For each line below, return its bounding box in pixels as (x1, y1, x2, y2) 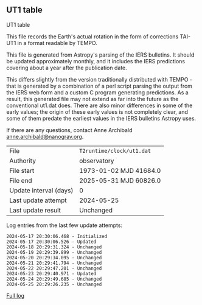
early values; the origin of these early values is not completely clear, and (6, 108, 189, 115)
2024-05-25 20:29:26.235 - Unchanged (6, 281, 102, 287)
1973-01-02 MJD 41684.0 (78, 166, 161, 175)
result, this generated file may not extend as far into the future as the (6, 95, 179, 102)
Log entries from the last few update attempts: (6, 222, 123, 229)
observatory (78, 156, 114, 165)
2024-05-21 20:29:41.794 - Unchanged (6, 260, 102, 266)
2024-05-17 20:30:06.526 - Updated (6, 239, 97, 245)
